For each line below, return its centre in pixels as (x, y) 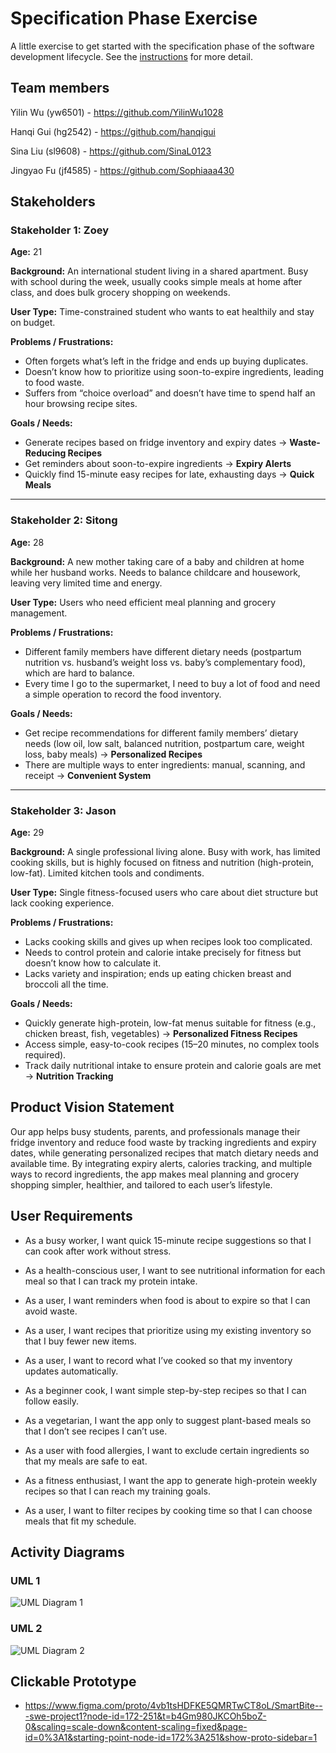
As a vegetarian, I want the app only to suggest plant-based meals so (168, 1420)
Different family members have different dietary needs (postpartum (163, 651)
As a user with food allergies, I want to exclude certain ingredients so (167, 1450)
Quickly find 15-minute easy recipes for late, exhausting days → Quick (169, 474)
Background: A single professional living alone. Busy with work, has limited (165, 852)
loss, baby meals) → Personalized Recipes (113, 754)
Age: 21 (26, 252)
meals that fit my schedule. (80, 1521)
